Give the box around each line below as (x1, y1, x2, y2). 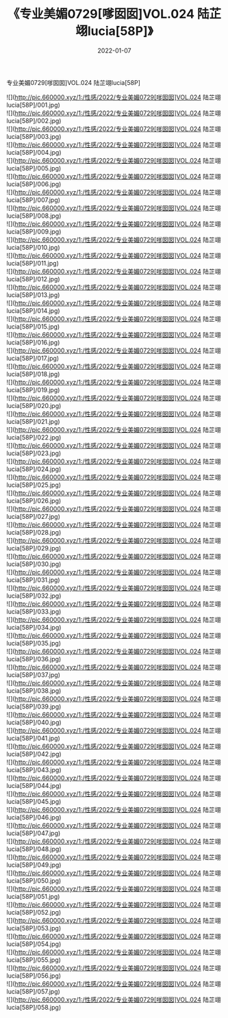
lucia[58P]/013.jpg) (6, 290, 60, 298)
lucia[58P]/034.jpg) (6, 623, 62, 631)
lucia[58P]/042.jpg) (6, 750, 62, 758)
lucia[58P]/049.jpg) (6, 861, 62, 869)
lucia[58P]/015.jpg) (6, 322, 60, 331)
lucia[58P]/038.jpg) (6, 686, 62, 695)
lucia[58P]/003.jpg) (6, 132, 62, 140)
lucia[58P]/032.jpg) (6, 591, 62, 600)
